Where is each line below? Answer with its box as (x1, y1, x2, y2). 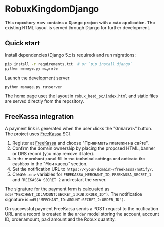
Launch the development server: (5, 75, 71, 81)
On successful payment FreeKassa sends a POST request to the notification (5, 206, 158, 212)
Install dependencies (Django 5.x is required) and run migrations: (5, 52, 136, 58)
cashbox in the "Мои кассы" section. (12, 161, 88, 167)
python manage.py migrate (5, 66, 58, 71)
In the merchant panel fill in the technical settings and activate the (12, 156, 145, 162)
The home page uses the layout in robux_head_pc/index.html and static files (5, 93, 158, 99)
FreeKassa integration (5, 113, 74, 121)
